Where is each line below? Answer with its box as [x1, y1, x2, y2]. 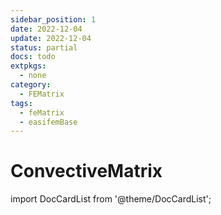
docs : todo [10, 52, 56, 62]
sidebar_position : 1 [10, 14, 97, 25]
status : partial [10, 42, 78, 53]
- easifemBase [19, 117, 78, 127]
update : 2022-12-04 [10, 33, 92, 43]
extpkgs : [10, 61, 47, 71]
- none [19, 71, 47, 81]
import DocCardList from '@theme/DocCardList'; [10, 193, 212, 205]
